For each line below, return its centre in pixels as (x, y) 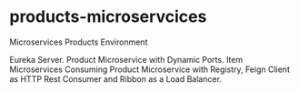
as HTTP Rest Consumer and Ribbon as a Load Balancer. (116, 78)
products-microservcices (108, 17)
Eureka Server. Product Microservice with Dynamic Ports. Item (126, 59)
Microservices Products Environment (79, 42)
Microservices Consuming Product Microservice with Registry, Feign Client (150, 69)
